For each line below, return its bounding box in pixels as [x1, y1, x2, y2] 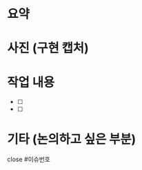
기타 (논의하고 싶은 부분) [7, 131, 136, 147]
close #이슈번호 [7, 156, 50, 164]
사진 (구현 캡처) [7, 41, 89, 56]
